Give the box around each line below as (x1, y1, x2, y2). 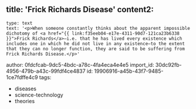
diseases (14, 85, 37, 92)
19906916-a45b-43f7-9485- (94, 67, 164, 74)
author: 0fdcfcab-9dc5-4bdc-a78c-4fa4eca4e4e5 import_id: (6, 61, 154, 68)
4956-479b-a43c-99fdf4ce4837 (6, 67, 86, 74)
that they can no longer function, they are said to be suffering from (6, 46, 185, 52)
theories (14, 97, 35, 104)
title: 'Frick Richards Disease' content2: (6, 5, 154, 15)
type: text (6, 20, 33, 26)
